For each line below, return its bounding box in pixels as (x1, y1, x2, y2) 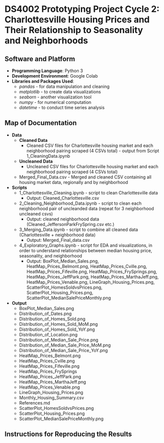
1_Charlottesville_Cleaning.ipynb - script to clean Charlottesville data (19, 189, 158, 196)
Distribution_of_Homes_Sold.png (19, 315, 86, 322)
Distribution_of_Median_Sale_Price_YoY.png (19, 347, 108, 353)
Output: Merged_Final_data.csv (26, 237, 90, 243)
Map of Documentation (4, 119, 77, 127)
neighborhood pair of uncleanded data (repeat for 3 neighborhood (19, 205, 154, 211)
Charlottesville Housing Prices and (4, 14, 150, 25)
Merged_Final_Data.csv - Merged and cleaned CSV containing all (19, 174, 152, 180)
